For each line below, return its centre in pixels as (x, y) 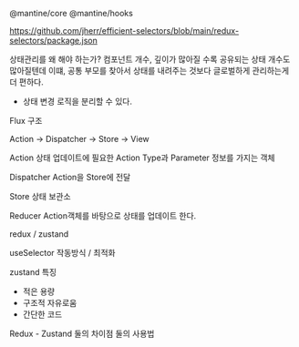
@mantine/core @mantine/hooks (72, 13)
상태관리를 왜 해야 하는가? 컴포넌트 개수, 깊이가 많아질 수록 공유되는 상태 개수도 (150, 59)
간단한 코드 (42, 314)
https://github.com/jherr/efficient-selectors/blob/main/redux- (124, 31)
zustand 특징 (33, 272)
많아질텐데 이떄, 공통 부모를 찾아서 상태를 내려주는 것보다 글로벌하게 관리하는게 (149, 71)
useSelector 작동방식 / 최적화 (62, 253)
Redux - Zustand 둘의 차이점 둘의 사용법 (82, 333)
